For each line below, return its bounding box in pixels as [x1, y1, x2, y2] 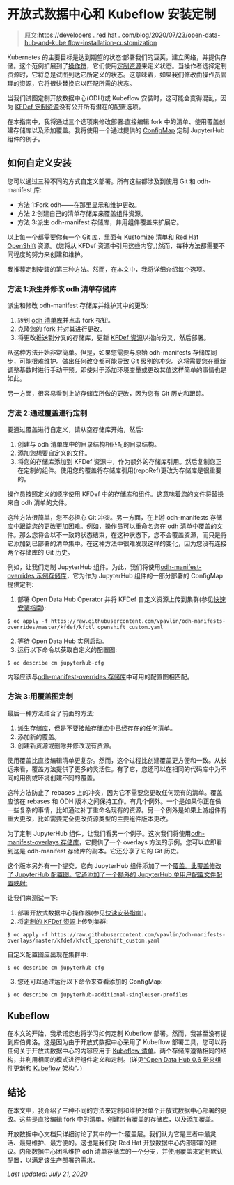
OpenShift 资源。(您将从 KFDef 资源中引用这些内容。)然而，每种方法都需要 [7, 241, 219, 249]
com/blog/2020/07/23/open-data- [121, 31, 221, 39]
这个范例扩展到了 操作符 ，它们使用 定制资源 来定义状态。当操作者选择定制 [19, 61, 227, 70]
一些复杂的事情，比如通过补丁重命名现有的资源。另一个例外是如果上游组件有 [7, 805, 227, 814]
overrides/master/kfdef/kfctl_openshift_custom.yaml [7, 624, 164, 631]
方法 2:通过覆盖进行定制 [7, 408, 88, 418]
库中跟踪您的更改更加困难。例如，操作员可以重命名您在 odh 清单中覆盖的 [7, 522, 217, 530]
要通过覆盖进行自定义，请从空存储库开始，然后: [7, 426, 144, 434]
